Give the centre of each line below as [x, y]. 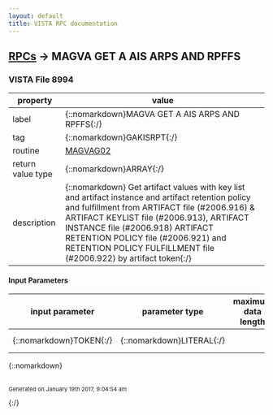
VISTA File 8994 [41, 80]
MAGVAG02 [88, 151]
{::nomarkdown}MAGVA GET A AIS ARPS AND [152, 115]
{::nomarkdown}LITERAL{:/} [173, 340]
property [35, 101]
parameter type [173, 312]
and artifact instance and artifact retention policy [158, 197]
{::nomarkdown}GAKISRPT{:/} [121, 137]
